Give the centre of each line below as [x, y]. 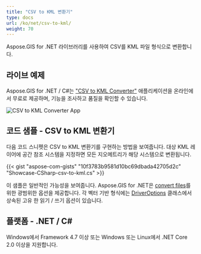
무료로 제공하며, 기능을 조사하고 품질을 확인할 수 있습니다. [80, 99]
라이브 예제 [26, 75]
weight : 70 [20, 29]
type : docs [20, 18]
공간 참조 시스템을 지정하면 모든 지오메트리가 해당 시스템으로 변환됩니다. [107, 154]
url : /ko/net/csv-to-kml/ [39, 23]
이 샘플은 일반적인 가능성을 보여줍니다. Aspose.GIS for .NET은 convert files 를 [99, 185]
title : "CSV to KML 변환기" [40, 12]
